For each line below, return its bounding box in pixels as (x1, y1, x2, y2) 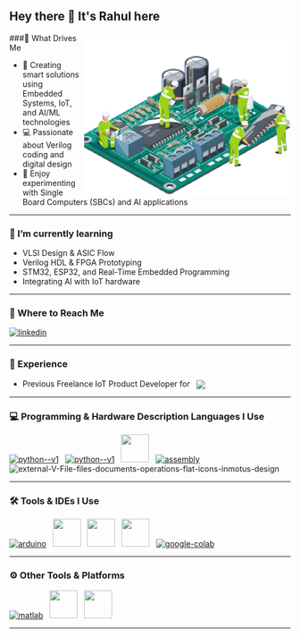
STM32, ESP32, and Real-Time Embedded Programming (21, 267, 230, 277)
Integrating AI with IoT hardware (21, 276, 141, 287)
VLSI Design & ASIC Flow (21, 248, 115, 259)
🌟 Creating (21, 59, 62, 70)
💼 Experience (9, 358, 69, 370)
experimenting (21, 177, 76, 188)
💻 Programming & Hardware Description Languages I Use (9, 410, 265, 422)
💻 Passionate (21, 126, 74, 137)
